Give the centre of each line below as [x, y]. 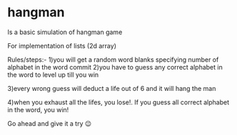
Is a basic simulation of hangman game [65, 32]
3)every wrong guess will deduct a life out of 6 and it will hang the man [112, 88]
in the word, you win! [38, 109]
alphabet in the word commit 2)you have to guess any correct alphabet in [115, 67]
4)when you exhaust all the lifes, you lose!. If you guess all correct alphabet [118, 102]
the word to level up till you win [53, 75]
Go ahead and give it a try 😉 [50, 123]
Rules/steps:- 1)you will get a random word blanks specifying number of [113, 59]
